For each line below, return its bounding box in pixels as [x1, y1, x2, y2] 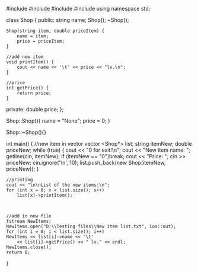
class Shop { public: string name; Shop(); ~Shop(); [6, 17, 129, 23]
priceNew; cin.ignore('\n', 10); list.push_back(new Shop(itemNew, [6, 159, 166, 166]
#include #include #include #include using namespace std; [6, 5, 151, 12]
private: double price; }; [6, 106, 64, 113]
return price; [17, 90, 52, 96]
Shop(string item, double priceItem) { [6, 28, 105, 34]
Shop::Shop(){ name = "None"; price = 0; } [6, 117, 111, 124]
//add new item [6, 54, 44, 60]
